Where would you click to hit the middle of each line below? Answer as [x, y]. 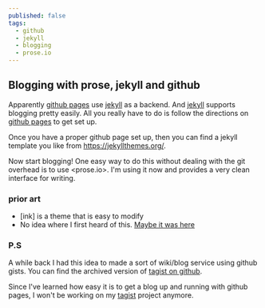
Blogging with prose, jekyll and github [105, 85]
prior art [25, 198]
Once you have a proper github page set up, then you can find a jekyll [123, 137]
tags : [17, 23]
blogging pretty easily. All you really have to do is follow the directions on [129, 113]
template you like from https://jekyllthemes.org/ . [87, 146]
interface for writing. [42, 178]
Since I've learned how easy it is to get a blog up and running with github [128, 287]
